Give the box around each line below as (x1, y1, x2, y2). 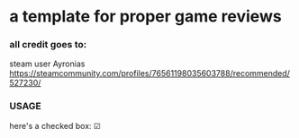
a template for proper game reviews (9, 6, 282, 27)
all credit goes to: (9, 39, 87, 51)
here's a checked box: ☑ (9, 120, 102, 131)
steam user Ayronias (9, 58, 86, 69)
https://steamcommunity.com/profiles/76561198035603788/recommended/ (9, 68, 291, 79)
